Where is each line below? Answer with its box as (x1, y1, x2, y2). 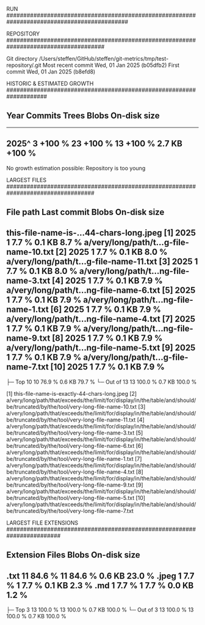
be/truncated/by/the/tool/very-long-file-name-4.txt (6, 468, 135, 475)
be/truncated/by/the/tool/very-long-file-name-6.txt (6, 442, 135, 449)
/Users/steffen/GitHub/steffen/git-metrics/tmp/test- (38, 55, 169, 62)
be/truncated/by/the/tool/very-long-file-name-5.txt (6, 494, 135, 501)
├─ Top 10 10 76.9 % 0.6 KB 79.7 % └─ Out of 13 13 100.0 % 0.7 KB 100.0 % (6, 378, 197, 385)
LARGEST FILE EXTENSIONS (6, 519, 79, 526)
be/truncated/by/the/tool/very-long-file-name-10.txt (6, 403, 137, 410)
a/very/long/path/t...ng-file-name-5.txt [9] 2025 (6, 343, 196, 353)
